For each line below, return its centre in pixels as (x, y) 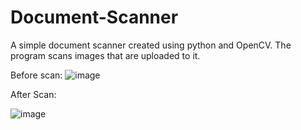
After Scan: (33, 94)
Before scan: (36, 75)
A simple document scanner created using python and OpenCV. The (151, 45)
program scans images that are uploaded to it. (105, 55)
